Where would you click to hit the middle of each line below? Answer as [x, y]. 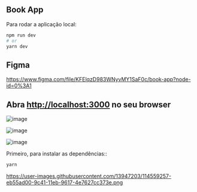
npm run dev [21, 35]
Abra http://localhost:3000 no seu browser [89, 104]
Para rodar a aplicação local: [41, 24]
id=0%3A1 [19, 86]
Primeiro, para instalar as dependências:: [57, 154]
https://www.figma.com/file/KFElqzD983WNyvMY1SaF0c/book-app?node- [99, 80]
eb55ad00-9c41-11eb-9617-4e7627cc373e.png [65, 182]
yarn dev [17, 46]
